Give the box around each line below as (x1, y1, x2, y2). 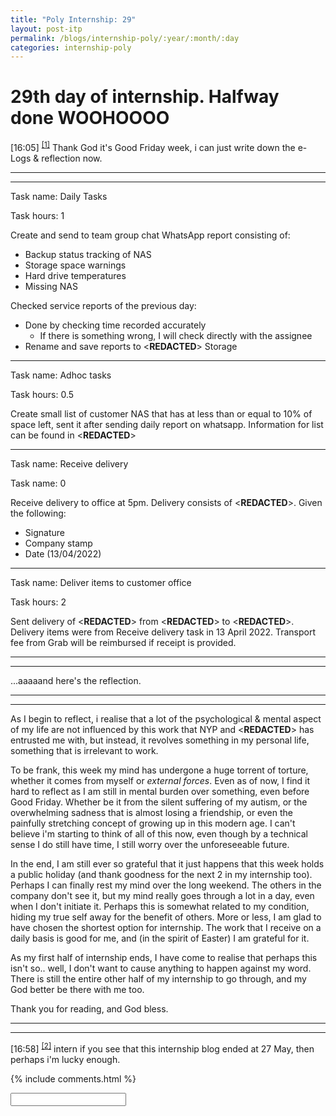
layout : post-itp (10, 24, 83, 34)
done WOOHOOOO (10, 107, 170, 130)
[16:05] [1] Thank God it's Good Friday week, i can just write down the (10, 140, 296, 153)
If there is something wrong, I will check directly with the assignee (39, 329, 313, 341)
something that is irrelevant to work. (10, 744, 159, 756)
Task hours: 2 (10, 596, 67, 608)
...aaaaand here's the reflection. (10, 674, 142, 686)
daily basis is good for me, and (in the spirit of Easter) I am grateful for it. (10, 932, 310, 944)
